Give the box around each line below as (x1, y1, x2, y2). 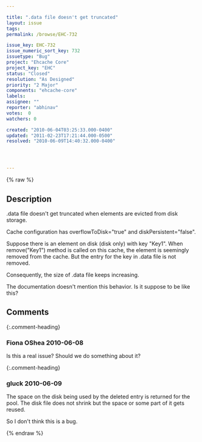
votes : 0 (6, 110, 32, 116)
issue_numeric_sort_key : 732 (6, 48, 80, 54)
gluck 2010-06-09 (6, 379, 62, 387)
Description (6, 194, 52, 204)
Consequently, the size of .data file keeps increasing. (6, 271, 139, 278)
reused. (6, 406, 26, 413)
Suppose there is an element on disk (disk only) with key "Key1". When (6, 240, 184, 247)
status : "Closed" (6, 71, 50, 77)
